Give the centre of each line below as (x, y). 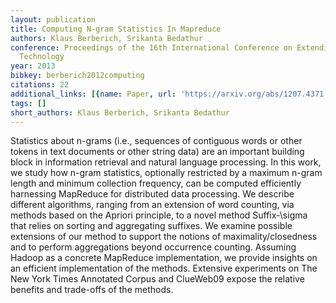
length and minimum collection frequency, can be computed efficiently (156, 183)
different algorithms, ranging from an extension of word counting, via (152, 205)
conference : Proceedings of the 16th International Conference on (151, 47)
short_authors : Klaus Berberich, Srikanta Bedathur (120, 112)
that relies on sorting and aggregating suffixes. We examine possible (151, 226)
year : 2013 (33, 66)
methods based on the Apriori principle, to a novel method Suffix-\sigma (159, 215)
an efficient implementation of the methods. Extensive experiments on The (164, 268)
